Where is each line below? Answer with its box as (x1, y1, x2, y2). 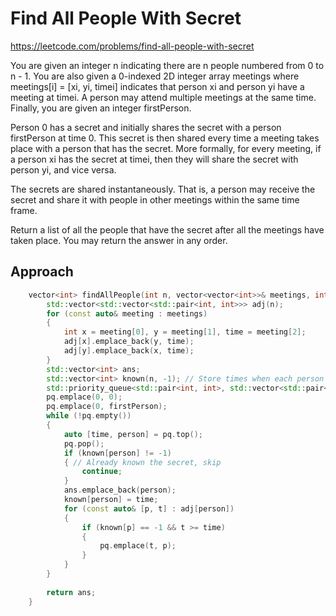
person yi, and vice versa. (10, 163, 117, 176)
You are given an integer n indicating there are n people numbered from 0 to (10, 59, 325, 71)
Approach (10, 263, 74, 281)
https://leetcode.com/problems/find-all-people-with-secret (10, 40, 255, 52)
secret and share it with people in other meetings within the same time (10, 193, 300, 206)
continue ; (81, 467, 123, 477)
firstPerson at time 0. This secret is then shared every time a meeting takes (10, 132, 320, 144)
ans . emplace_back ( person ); (63, 485, 177, 496)
